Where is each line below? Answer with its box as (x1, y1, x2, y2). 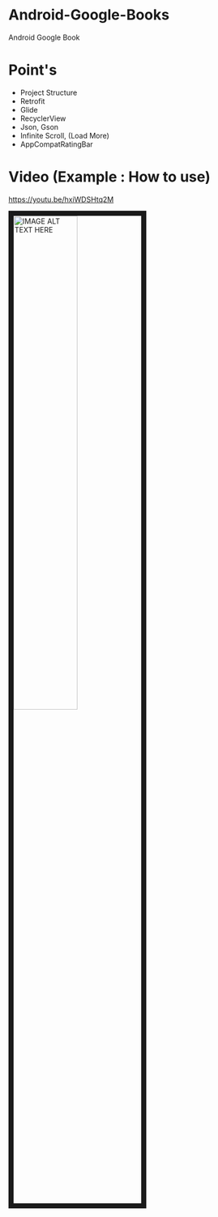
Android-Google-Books (8, 6, 170, 24)
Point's (8, 61, 58, 79)
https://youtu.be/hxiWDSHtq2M (8, 194, 114, 204)
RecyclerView (19, 113, 66, 123)
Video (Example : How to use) (8, 168, 211, 186)
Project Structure (19, 88, 78, 97)
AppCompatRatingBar (19, 139, 93, 149)
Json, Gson (19, 122, 59, 131)
